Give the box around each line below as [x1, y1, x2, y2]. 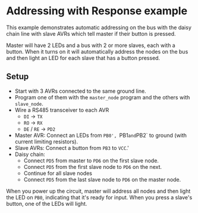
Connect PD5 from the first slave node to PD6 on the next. [23, 163, 162, 170]
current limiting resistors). [14, 138, 78, 145]
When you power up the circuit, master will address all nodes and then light [6, 187, 191, 195]
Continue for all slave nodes [23, 170, 92, 177]
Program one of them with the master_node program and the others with [14, 93, 190, 101]
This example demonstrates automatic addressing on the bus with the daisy [6, 24, 192, 31]
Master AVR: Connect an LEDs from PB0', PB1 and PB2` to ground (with [14, 131, 187, 139]
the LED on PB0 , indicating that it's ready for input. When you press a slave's [6, 193, 193, 201]
